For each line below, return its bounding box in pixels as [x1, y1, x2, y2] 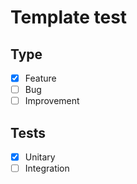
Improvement [24, 95, 80, 107]
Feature [24, 72, 57, 84]
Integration [24, 162, 70, 175]
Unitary [24, 151, 56, 163]
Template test [10, 6, 128, 29]
